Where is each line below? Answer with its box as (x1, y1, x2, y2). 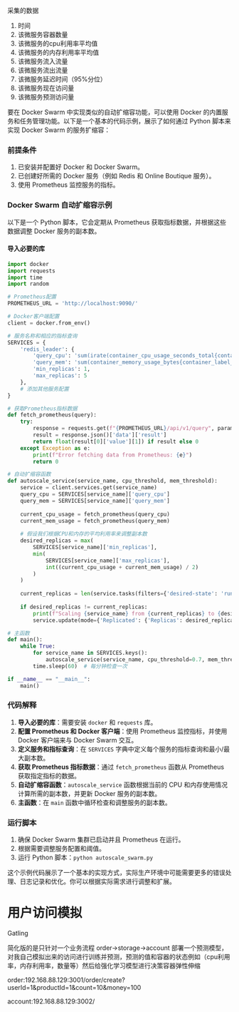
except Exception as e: (20, 444, 91, 451)
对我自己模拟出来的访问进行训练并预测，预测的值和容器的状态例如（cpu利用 (7, 953, 230, 961)
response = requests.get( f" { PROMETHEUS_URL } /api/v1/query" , (33, 425, 215, 432)
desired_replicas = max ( (20, 537, 94, 544)
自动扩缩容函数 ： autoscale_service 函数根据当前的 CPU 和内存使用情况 (17, 780, 228, 789)
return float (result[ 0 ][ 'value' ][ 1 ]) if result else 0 (33, 438, 199, 445)
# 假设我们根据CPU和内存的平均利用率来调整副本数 (20, 531, 148, 538)
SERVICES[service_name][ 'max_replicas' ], (45, 557, 171, 564)
